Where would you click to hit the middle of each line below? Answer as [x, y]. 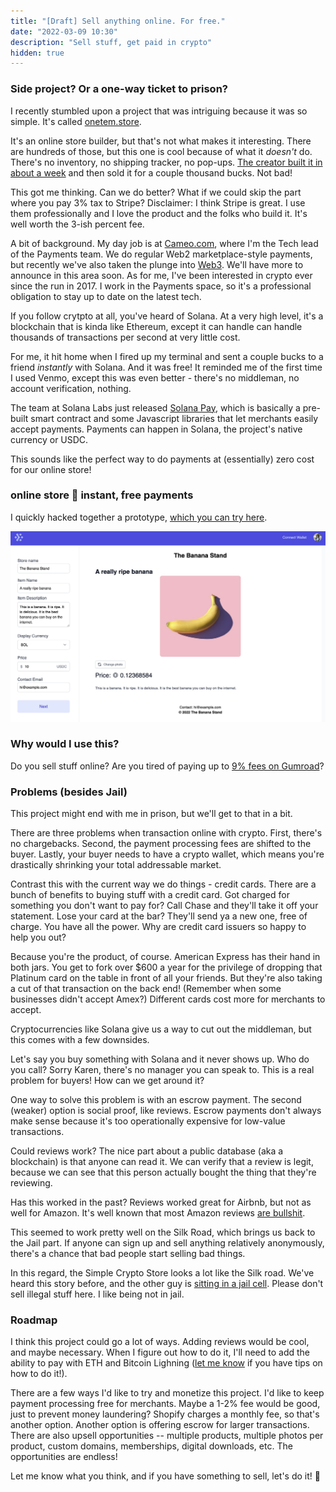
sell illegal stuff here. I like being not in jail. [97, 1294]
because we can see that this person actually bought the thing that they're [163, 1172]
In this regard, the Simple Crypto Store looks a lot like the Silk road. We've [162, 1273]
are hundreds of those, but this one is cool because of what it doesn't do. [161, 151]
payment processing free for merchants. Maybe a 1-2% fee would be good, [165, 1404]
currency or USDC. [49, 439]
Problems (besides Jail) [69, 792]
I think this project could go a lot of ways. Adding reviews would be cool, [160, 1342]
